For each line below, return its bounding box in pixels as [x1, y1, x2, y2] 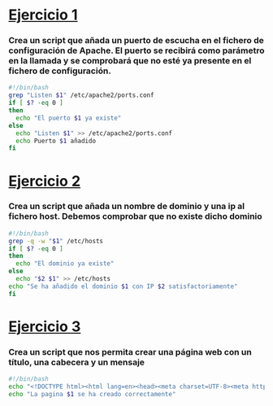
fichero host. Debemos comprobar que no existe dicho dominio [8, 211, 262, 222]
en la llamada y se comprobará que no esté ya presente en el [8, 55, 252, 67]
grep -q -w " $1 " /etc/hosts [8, 237, 104, 245]
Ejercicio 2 [8, 172, 81, 190]
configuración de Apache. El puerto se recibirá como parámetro [8, 45, 266, 56]
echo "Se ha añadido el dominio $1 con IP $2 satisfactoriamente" [8, 282, 238, 290]
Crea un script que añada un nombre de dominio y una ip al [8, 201, 245, 212]
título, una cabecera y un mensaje [8, 356, 145, 368]
